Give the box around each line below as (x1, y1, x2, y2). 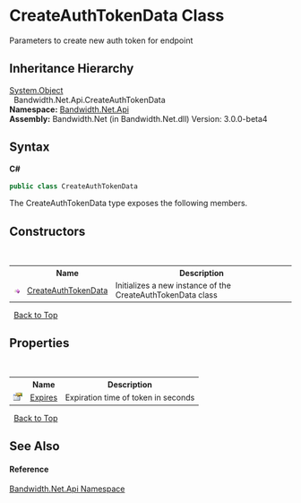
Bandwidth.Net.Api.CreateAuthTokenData (13, 94, 166, 105)
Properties (9, 335, 70, 351)
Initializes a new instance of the (115, 280, 231, 291)
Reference (9, 464, 49, 474)
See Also (9, 438, 60, 454)
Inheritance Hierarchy (9, 61, 134, 76)
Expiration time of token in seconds (64, 392, 195, 403)
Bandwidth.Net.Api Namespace (9, 483, 125, 494)
